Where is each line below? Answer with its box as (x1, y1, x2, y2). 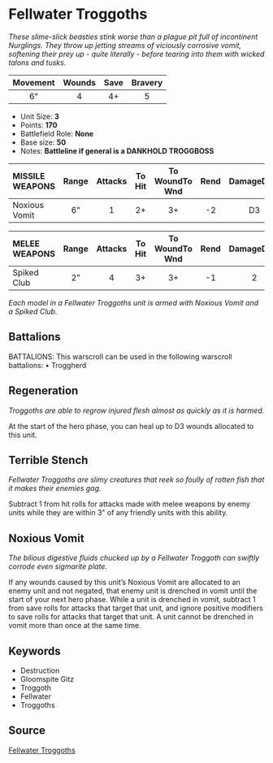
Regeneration (8, 384, 79, 398)
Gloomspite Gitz (19, 674, 75, 683)
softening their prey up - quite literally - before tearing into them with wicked (8, 49, 265, 59)
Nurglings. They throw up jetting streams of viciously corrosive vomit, (8, 40, 242, 50)
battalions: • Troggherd (8, 360, 87, 370)
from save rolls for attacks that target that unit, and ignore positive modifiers (8, 603, 264, 613)
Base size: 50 (19, 137, 67, 147)
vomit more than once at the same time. (8, 621, 142, 631)
